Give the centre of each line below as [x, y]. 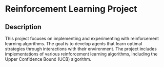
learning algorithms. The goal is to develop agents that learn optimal [74, 44]
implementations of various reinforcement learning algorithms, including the [81, 54]
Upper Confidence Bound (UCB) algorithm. [48, 59]
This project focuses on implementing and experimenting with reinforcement [82, 38]
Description [23, 27]
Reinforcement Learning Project [71, 9]
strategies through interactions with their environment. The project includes [81, 49]
